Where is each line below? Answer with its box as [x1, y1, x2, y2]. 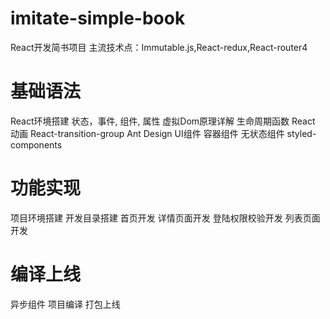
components [10, 138, 63, 151]
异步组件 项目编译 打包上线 [10, 298, 121, 310]
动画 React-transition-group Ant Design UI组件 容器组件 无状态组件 [10, 127, 285, 139]
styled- [286, 127, 317, 139]
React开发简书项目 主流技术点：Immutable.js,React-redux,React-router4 [10, 41, 308, 53]
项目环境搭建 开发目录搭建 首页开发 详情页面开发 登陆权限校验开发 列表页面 [10, 212, 321, 224]
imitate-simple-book [10, 7, 186, 30]
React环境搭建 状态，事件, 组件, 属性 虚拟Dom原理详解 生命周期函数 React [10, 115, 316, 127]
